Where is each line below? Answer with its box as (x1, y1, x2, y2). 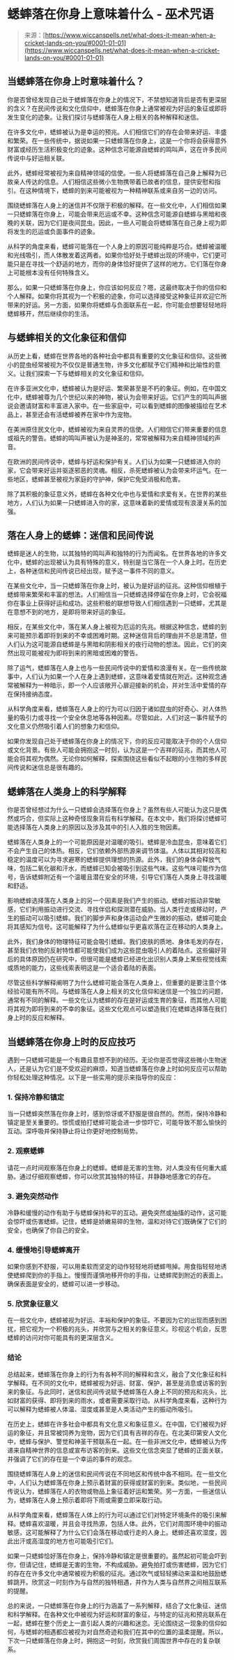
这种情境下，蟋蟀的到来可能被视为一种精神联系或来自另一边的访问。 (25, 186, 221, 194)
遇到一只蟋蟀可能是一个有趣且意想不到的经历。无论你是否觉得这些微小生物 (7, 1056, 221, 1064)
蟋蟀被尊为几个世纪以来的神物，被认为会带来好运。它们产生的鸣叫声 (25, 393, 221, 401)
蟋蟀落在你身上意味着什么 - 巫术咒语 (7, 6, 214, 22)
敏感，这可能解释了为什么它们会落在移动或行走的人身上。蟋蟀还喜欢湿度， (7, 1528, 221, 1536)
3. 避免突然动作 (7, 1191, 59, 1201)
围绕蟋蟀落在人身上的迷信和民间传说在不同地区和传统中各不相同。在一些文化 (7, 1469, 227, 1478)
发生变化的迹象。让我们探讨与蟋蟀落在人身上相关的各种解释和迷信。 (7, 112, 203, 121)
